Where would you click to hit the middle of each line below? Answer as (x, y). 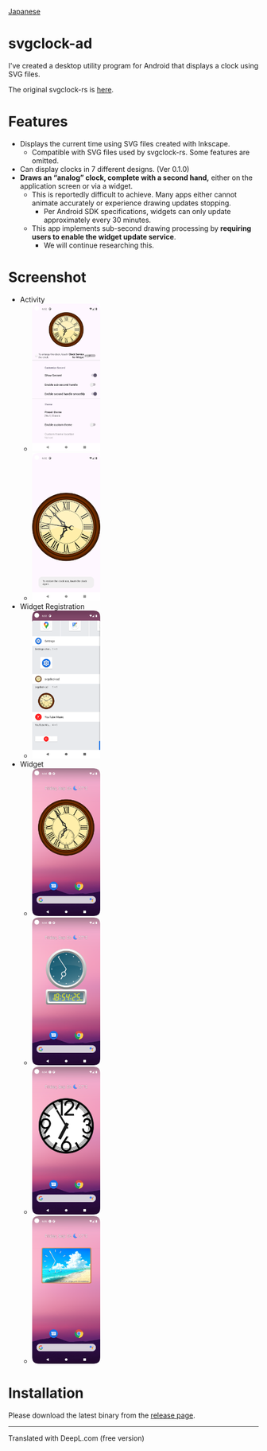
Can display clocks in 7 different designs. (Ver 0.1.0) (104, 169)
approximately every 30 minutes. (97, 220)
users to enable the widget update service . (104, 236)
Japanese (25, 12)
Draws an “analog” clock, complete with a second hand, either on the (136, 177)
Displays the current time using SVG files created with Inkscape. (125, 143)
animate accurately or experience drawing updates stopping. (132, 203)
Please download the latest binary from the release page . (102, 1415)
